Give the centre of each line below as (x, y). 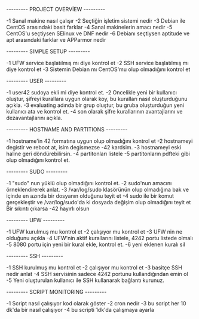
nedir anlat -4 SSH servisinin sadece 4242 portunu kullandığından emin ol (97, 274)
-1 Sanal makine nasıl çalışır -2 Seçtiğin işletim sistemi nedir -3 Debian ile (96, 21)
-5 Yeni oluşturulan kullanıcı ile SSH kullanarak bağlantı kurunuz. (85, 280)
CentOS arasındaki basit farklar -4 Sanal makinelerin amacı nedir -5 (89, 27)
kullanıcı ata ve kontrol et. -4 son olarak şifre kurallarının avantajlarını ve (94, 111)
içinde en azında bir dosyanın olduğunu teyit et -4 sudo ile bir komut (90, 196)
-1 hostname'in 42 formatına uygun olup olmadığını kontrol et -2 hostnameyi (99, 141)
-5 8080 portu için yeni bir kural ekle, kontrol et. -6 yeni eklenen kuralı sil (96, 244)
